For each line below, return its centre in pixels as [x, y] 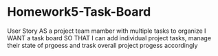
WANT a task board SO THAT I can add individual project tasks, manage [109, 38]
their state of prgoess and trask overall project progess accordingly [102, 45]
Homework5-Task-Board [79, 12]
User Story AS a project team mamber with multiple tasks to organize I [107, 31]
